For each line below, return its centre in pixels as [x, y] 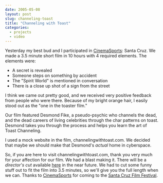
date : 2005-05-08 [23, 9]
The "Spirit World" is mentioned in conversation [60, 80]
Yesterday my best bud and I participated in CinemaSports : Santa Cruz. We [80, 50]
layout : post [18, 14]
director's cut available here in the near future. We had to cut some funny [79, 165]
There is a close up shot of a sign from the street [61, 86]
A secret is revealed [32, 70]
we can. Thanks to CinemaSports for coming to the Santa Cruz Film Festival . [81, 175]
